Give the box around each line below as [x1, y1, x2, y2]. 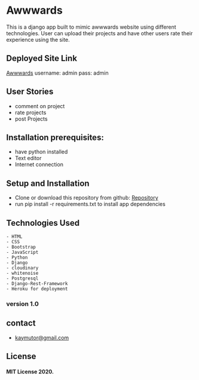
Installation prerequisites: [6, 132, 105, 142]
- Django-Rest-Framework [6, 281, 68, 287]
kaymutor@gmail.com [14, 334, 69, 341]
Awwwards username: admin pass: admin [6, 69, 109, 76]
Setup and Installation [6, 178, 90, 188]
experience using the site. [6, 36, 70, 43]
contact [6, 318, 36, 329]
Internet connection [14, 161, 64, 168]
